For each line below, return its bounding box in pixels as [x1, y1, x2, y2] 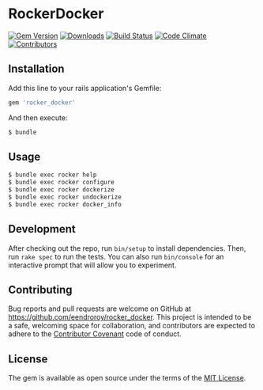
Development [8, 222, 77, 236]
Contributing [8, 282, 73, 297]
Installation [8, 62, 65, 76]
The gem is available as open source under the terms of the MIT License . [8, 373, 246, 383]
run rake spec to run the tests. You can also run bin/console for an [8, 252, 224, 261]
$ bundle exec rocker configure [8, 179, 115, 187]
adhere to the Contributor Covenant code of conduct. [8, 329, 182, 339]
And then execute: [8, 112, 68, 123]
